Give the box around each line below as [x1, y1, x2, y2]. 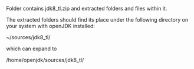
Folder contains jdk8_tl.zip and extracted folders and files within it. [6, 5, 167, 12]
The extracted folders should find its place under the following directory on [6, 16, 189, 23]
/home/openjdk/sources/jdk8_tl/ [6, 57, 84, 63]
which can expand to [6, 45, 57, 52]
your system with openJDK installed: [6, 23, 96, 29]
